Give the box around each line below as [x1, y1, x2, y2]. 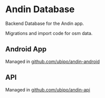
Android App [5, 45, 47, 54]
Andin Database [5, 4, 75, 15]
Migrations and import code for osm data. [5, 30, 93, 36]
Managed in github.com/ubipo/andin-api [5, 86, 90, 92]
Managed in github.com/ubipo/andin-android [5, 58, 100, 64]
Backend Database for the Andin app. [5, 20, 84, 26]
